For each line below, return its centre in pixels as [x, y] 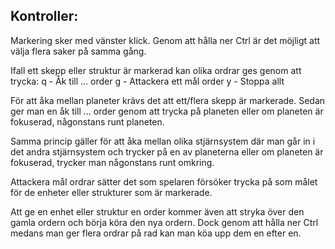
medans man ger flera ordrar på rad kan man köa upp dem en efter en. [156, 233]
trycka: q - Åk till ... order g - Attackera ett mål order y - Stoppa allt [147, 81]
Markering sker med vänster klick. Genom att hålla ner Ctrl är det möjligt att [165, 40]
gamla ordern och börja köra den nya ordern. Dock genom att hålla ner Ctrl [164, 222]
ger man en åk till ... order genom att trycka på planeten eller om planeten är [167, 111]
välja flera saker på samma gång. [78, 51]
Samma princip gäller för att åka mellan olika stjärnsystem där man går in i [163, 141]
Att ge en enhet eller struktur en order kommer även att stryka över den [157, 211]
